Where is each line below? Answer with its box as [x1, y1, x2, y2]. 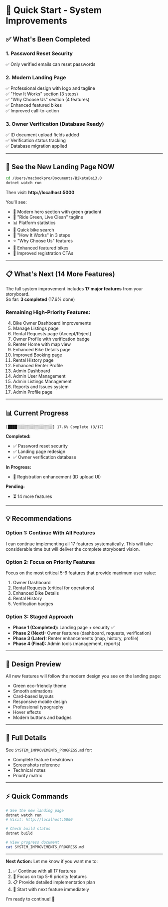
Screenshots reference [12, 762, 60, 768]
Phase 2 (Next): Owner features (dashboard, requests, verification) [12, 630, 152, 636]
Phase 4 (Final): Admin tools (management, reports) [12, 641, 121, 647]
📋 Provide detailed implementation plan [12, 879, 95, 885]
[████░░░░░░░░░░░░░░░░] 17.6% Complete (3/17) [5, 424, 104, 430]
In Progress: [5, 464, 31, 470]
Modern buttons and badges [12, 714, 72, 720]
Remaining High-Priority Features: [5, 309, 91, 316]
